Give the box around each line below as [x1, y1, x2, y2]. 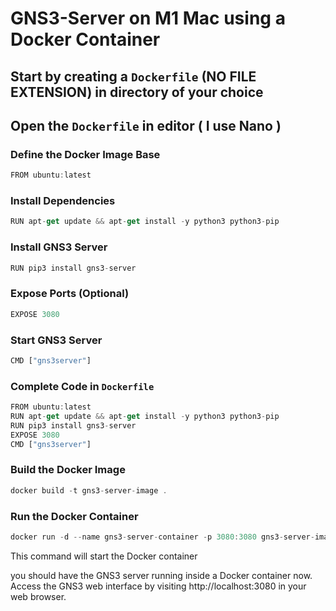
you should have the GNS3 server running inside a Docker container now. [10, 569, 313, 581]
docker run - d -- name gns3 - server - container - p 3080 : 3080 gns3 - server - [10, 532, 315, 542]
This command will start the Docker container [10, 550, 198, 562]
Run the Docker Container [10, 509, 139, 523]
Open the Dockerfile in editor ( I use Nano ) [10, 117, 282, 134]
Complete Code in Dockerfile [10, 379, 155, 393]
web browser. [10, 590, 67, 602]
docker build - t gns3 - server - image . [10, 485, 168, 496]
